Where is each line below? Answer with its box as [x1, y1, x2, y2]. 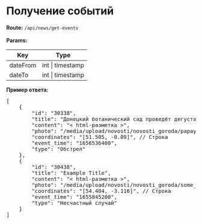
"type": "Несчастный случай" [31, 199, 118, 206]
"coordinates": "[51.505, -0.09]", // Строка [31, 134, 168, 140]
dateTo [9, 71, 29, 79]
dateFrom [9, 61, 37, 69]
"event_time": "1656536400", [31, 140, 118, 146]
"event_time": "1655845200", [31, 193, 118, 200]
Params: [6, 37, 28, 44]
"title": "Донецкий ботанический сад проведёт [31, 116, 171, 122]
